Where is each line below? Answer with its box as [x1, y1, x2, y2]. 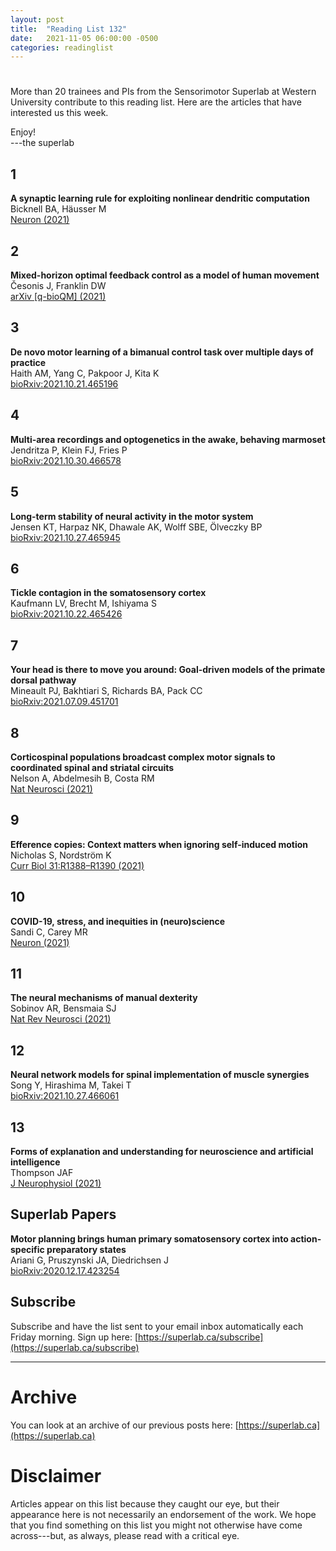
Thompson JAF [10, 1167, 74, 1178]
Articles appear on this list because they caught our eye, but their [10, 1497, 280, 1510]
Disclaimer [10, 1464, 102, 1487]
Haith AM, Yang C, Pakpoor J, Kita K [10, 367, 160, 379]
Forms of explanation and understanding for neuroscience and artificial [10, 1146, 314, 1157]
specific [10, 1243, 45, 1255]
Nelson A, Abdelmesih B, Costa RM [10, 772, 155, 784]
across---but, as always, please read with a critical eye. [10, 1529, 240, 1541]
